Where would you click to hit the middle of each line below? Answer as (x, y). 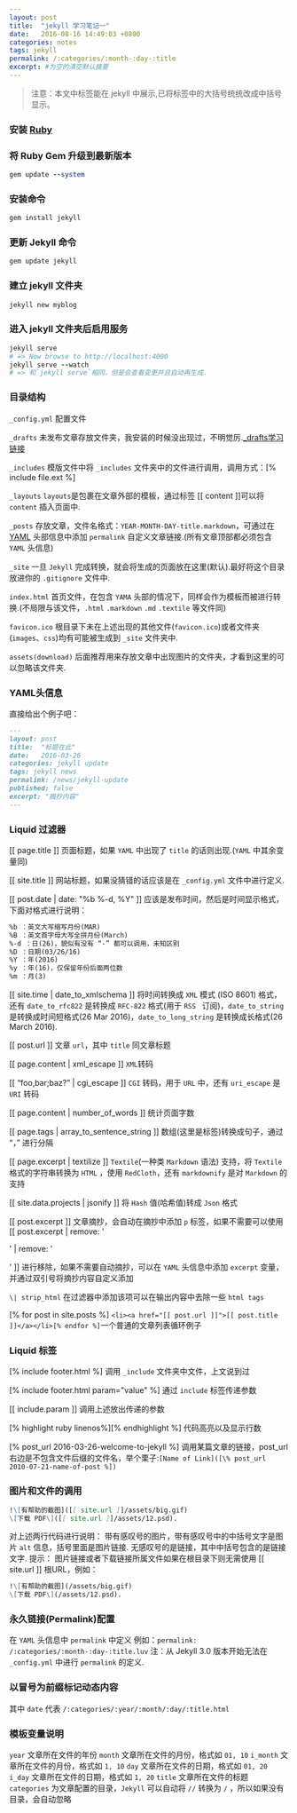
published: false (41, 788)
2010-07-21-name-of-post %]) (63, 1467)
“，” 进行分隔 (31, 1143)
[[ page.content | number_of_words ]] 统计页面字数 (102, 1113)
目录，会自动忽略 (40, 1800)
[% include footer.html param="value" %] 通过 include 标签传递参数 (133, 1390)
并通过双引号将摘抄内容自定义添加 (71, 1279)
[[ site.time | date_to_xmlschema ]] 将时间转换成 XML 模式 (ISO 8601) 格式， (145, 994)
